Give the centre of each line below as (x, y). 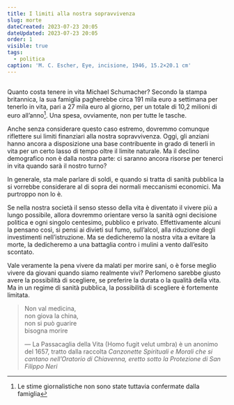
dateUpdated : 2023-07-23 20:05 (53, 33)
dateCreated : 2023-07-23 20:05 (53, 26)
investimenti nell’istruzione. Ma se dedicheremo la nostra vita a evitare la (111, 237)
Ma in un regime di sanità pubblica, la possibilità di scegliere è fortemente (113, 287)
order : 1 (20, 40)
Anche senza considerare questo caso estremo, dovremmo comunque (108, 129)
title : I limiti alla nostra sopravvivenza (71, 14)
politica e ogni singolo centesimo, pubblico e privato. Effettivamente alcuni (114, 222)
